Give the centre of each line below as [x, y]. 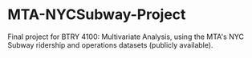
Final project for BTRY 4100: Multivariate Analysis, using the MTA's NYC [126, 37]
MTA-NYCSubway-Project [97, 15]
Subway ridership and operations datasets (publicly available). [110, 44]
